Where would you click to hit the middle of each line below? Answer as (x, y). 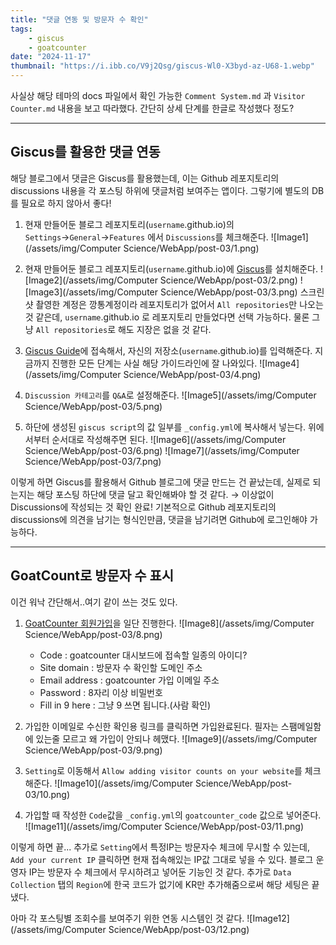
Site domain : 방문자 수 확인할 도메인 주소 (121, 667)
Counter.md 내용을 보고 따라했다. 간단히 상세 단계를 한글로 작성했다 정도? (152, 108)
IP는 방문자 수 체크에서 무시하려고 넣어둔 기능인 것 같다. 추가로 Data (160, 872)
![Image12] (268, 918)
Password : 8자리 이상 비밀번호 (101, 692)
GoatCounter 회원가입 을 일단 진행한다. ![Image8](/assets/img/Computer (169, 623)
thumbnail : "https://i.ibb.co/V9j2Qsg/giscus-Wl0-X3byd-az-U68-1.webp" (162, 66)
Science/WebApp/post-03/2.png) (228, 280)
